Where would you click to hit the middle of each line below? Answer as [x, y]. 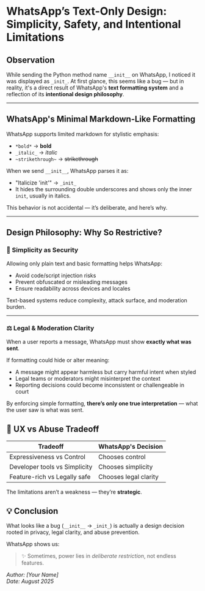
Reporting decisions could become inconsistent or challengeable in [100, 385]
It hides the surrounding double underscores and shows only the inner [103, 189]
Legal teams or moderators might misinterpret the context [88, 378]
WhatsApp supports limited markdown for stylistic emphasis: [83, 134]
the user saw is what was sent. [45, 410]
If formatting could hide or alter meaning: [58, 360]
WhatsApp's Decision [131, 446]
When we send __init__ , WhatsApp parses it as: [67, 170]
